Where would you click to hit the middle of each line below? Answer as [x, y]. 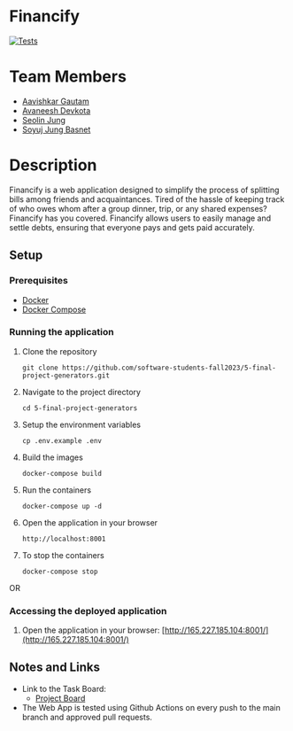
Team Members [68, 77]
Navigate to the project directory [81, 392]
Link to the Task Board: [64, 688]
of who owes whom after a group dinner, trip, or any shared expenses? [138, 208]
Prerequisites [39, 281]
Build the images [53, 457]
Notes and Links [54, 668]
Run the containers [56, 490]
